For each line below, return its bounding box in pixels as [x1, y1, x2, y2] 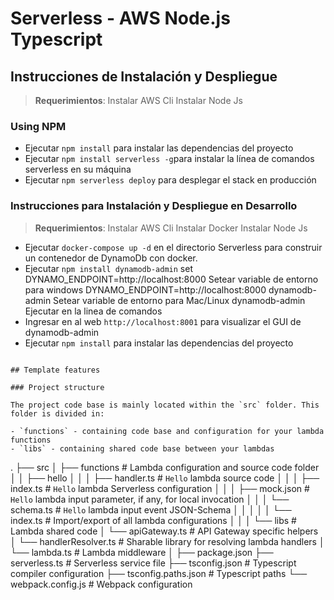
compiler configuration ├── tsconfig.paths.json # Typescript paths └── [10, 567, 308, 579]
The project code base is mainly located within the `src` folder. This [10, 400, 320, 410]
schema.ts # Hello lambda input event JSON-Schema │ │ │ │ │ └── [10, 503, 292, 516]
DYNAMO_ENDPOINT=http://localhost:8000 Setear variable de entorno [24, 273, 319, 285]
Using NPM [10, 119, 67, 133]
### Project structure [10, 382, 105, 392]
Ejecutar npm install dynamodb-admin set [24, 262, 193, 274]
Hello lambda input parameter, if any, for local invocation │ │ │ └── [10, 493, 290, 505]
